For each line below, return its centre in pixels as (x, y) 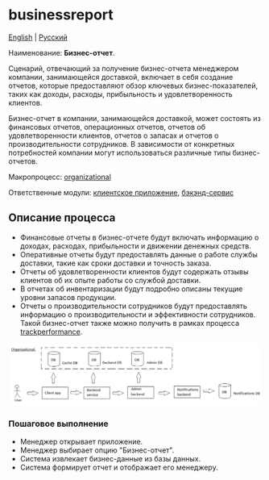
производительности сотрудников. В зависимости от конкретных (122, 144)
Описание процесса (62, 218)
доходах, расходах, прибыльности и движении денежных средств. (136, 246)
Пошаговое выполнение (58, 424)
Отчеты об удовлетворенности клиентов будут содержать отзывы (134, 271)
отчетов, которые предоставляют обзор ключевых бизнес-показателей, (133, 86)
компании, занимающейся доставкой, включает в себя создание (121, 77)
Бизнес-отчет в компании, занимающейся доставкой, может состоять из (135, 118)
